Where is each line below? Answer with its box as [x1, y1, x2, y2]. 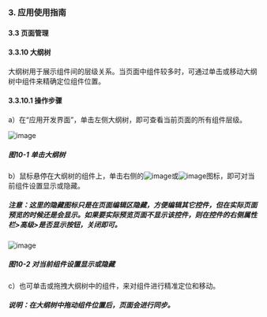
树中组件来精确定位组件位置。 [8, 76, 105, 86]
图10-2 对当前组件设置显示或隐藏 [8, 259, 115, 269]
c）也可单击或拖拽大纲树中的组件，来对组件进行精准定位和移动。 [8, 281, 220, 290]
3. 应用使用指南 [8, 6, 67, 17]
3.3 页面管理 [8, 28, 49, 37]
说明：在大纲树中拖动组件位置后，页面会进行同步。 [8, 300, 175, 310]
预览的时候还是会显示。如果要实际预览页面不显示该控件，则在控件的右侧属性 [8, 211, 258, 220]
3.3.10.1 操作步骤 [8, 96, 63, 106]
